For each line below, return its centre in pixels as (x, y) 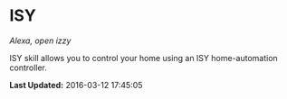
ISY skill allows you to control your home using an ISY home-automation (143, 58)
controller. (29, 67)
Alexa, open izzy (40, 40)
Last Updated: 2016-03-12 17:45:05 (76, 85)
